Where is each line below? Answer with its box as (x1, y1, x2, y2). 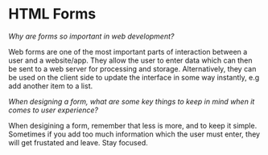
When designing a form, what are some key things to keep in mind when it (8, 96, 255, 106)
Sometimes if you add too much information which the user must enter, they (8, 129, 260, 139)
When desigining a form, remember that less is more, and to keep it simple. (8, 120, 258, 130)
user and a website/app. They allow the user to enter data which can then (8, 55, 253, 65)
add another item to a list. (8, 81, 93, 91)
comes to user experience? (8, 105, 99, 115)
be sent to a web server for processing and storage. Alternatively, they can (8, 63, 257, 73)
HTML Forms (8, 5, 97, 23)
